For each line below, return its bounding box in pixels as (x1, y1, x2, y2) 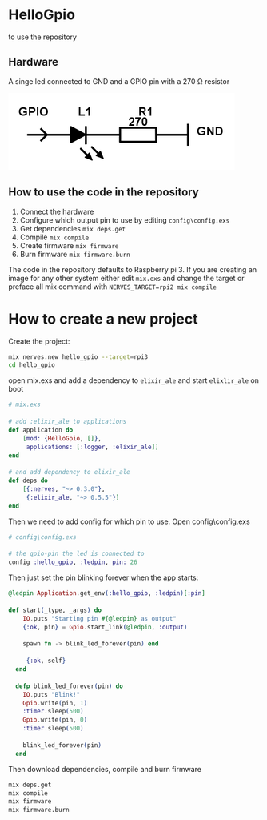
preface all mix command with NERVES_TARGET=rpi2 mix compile (8, 282, 217, 291)
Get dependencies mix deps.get (19, 223, 126, 233)
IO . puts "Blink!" (22, 690, 81, 698)
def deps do (8, 476, 48, 485)
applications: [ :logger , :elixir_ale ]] (26, 443, 159, 451)
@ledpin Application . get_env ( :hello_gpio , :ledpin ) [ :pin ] (8, 589, 205, 597)
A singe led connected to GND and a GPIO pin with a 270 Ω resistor (8, 76, 230, 86)
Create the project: (8, 336, 70, 346)
